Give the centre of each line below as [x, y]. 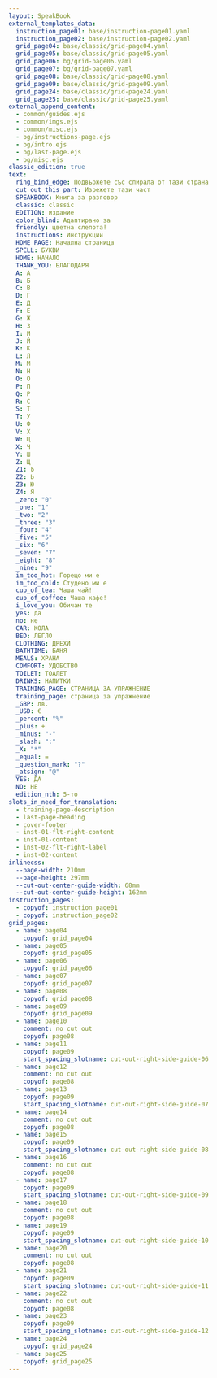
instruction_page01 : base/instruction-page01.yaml [103, 31]
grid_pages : [28, 923]
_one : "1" [32, 507]
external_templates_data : [52, 24]
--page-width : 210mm [50, 870]
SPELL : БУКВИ [38, 250]
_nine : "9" [34, 567]
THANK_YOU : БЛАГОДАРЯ [52, 265]
